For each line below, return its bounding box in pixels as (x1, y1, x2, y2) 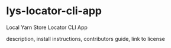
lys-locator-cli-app (6, 4, 102, 18)
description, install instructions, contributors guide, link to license (6, 35, 166, 42)
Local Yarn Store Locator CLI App (6, 24, 88, 31)
